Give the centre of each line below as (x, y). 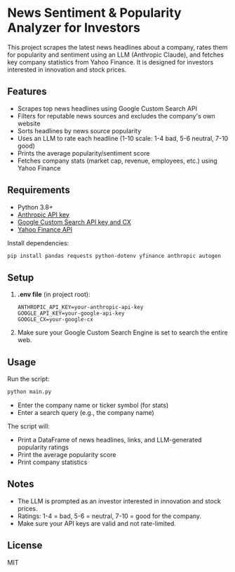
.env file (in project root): (54, 294)
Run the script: (28, 379)
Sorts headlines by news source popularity (79, 130)
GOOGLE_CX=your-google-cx (55, 320)
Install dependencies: (38, 243)
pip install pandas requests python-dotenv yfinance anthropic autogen (114, 256)
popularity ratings (43, 447)
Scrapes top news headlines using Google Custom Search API (107, 108)
